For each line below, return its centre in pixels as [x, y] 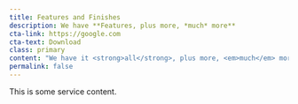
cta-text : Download [45, 42]
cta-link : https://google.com [65, 33]
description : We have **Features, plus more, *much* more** [123, 26]
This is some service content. [63, 91]
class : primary [37, 50]
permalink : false [41, 67]
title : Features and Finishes [65, 17]
